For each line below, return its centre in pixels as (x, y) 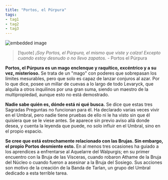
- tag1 (12, 19)
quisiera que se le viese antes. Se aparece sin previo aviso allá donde (77, 121)
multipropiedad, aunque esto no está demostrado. (57, 95)
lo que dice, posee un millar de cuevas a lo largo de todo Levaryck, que (79, 84)
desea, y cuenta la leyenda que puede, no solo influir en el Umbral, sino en (83, 126)
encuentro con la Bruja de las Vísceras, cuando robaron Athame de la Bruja (83, 157)
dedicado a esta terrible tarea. (37, 173)
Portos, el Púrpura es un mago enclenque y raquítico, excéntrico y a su (81, 68)
